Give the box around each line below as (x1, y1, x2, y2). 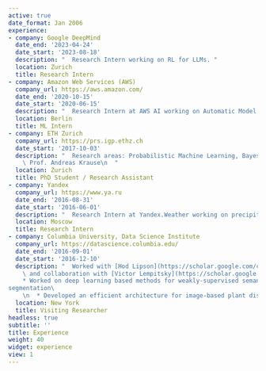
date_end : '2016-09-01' (15, 247, 93, 255)
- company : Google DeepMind (8, 33, 101, 42)
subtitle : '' (8, 321, 51, 329)
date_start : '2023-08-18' (15, 48, 101, 56)
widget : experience (8, 343, 73, 351)
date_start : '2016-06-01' (15, 203, 101, 211)
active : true (8, 11, 51, 20)
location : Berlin (15, 115, 73, 123)
